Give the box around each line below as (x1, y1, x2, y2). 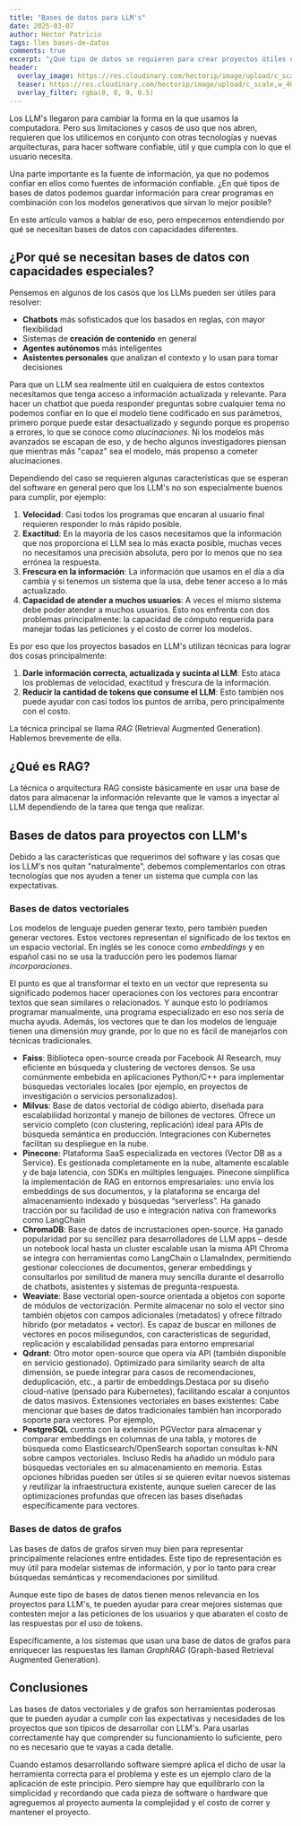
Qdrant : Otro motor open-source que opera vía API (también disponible (21, 1348, 287, 1359)
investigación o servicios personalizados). (21, 1091, 178, 1102)
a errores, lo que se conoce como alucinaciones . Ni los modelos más (9, 427, 264, 437)
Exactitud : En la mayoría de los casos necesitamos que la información (21, 528, 282, 539)
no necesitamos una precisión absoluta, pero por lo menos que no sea (21, 548, 283, 558)
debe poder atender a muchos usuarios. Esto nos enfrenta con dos (21, 604, 271, 615)
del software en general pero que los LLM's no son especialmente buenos (9, 482, 283, 493)
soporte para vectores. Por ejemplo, (21, 1415, 156, 1425)
